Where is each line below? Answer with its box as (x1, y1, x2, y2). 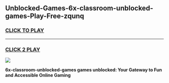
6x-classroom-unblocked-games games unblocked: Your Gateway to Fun (5, 66, 162, 72)
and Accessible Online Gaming (5, 72, 71, 78)
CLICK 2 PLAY (5, 46, 40, 53)
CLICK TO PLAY (5, 27, 44, 34)
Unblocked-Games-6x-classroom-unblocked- (5, 4, 153, 13)
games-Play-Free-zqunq (5, 12, 84, 21)
